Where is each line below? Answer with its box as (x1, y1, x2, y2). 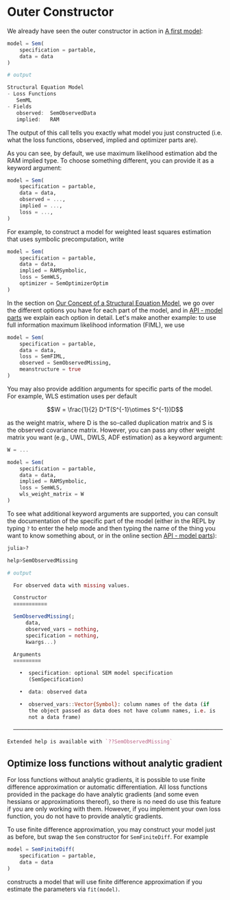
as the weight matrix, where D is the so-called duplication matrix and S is (7, 418, 214, 426)
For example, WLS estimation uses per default (7, 392, 137, 400)
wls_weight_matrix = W (19, 491, 84, 498)
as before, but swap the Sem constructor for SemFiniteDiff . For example (7, 833, 209, 841)
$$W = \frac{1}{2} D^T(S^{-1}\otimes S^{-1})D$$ (47, 405, 183, 413)
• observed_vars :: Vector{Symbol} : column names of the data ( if (19, 701, 210, 708)
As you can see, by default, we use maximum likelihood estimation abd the (7, 149, 218, 157)
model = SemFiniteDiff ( (7, 846, 75, 853)
